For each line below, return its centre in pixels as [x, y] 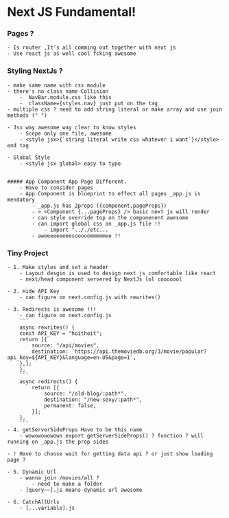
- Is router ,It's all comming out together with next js [92, 48]
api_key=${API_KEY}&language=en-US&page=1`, [72, 358]
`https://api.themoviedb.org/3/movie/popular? [139, 352]
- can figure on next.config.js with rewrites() [90, 298]
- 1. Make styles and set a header [58, 268]
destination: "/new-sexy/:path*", [93, 400]
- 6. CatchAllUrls [33, 502]
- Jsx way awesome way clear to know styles [72, 127]
